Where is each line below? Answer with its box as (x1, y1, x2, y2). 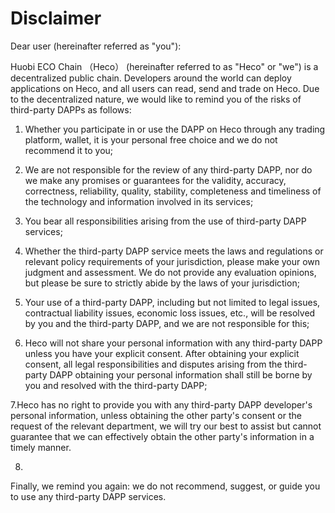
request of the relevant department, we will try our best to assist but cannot (10, 420, 322, 432)
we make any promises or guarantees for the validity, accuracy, (24, 174, 287, 186)
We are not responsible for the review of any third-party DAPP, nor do (24, 163, 313, 176)
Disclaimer (10, 7, 102, 30)
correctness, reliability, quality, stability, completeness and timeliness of (24, 185, 322, 197)
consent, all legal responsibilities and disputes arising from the (24, 358, 283, 370)
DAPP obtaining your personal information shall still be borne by (49, 368, 313, 381)
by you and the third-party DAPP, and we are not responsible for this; (24, 317, 310, 329)
